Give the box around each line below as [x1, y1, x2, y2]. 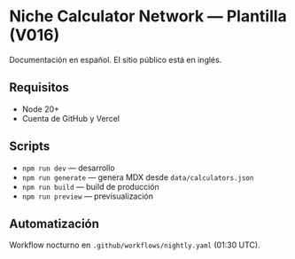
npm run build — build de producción [21, 181, 159, 192]
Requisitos [9, 80, 69, 95]
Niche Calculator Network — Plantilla [9, 6, 288, 27]
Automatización [9, 216, 100, 232]
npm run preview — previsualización [21, 191, 153, 201]
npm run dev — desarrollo [21, 162, 115, 173]
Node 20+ [21, 104, 60, 114]
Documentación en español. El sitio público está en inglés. [9, 54, 222, 65]
